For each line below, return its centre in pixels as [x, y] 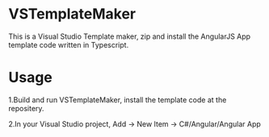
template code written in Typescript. [69, 44]
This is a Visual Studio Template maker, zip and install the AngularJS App [130, 36]
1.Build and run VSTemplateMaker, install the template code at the [118, 100]
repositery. [26, 108]
